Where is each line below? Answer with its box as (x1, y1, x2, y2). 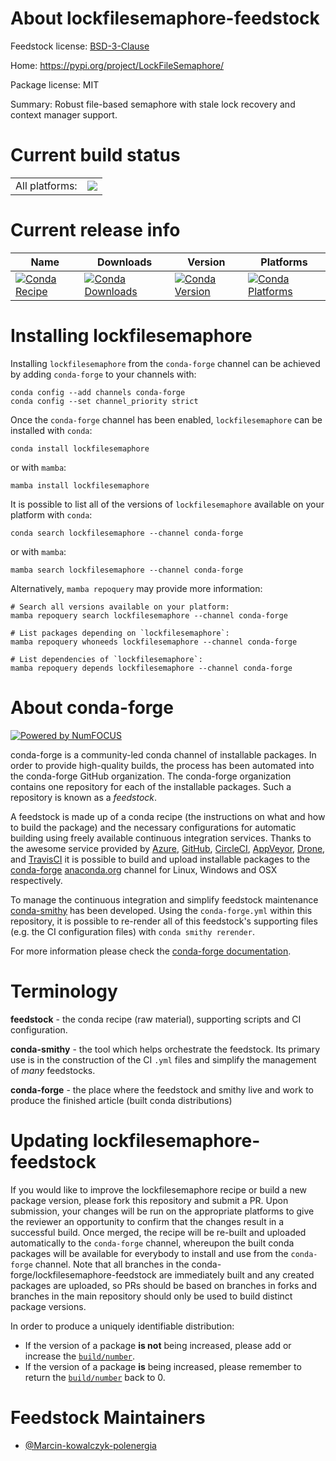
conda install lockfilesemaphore (10, 443, 150, 454)
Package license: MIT (10, 78, 100, 91)
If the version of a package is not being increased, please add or (24, 1339, 292, 1351)
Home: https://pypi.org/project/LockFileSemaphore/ (10, 59, 225, 71)
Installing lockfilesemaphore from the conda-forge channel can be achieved (10, 357, 321, 369)
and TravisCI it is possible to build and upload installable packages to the (10, 853, 311, 865)
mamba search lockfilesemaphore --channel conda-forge (10, 565, 244, 575)
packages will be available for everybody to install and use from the (10, 1247, 289, 1259)
